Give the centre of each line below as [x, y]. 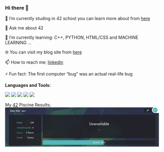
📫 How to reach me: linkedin [34, 62]
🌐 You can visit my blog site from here [43, 52]
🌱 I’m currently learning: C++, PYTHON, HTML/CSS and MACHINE [72, 38]
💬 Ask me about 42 [24, 28]
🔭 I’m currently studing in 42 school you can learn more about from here [78, 19]
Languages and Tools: [28, 85]
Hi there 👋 [17, 8]
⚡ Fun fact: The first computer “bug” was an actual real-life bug [69, 74]
